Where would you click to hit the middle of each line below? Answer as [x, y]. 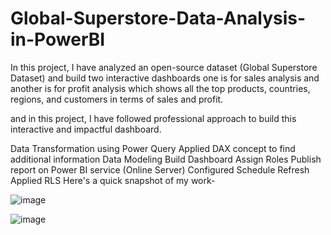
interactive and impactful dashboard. [86, 129]
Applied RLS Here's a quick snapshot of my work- [113, 180]
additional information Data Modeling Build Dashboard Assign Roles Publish [166, 159]
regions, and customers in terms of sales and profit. [117, 99]
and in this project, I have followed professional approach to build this [153, 118]
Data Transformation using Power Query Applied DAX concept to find [153, 148]
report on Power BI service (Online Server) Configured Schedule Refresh [160, 169]
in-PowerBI [58, 39]
